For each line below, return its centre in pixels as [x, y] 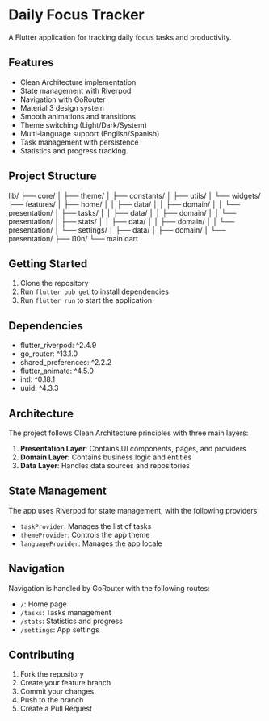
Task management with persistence [79, 142]
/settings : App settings [59, 629]
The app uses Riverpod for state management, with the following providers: [134, 510]
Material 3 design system [62, 107]
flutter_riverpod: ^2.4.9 [58, 346]
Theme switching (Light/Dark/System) [84, 125]
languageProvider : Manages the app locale [91, 543]
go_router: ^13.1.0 [49, 354]
